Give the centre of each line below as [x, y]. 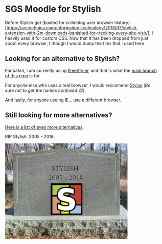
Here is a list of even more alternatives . [45, 127]
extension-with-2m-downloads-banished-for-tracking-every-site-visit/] [77, 33]
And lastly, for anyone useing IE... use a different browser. [63, 100]
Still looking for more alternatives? [59, 115]
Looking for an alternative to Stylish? [62, 59]
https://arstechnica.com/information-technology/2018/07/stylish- [72, 27]
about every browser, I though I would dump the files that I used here [75, 43]
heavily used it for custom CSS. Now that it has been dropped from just [77, 38]
